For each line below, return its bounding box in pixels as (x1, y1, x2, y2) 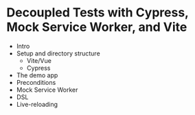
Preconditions (16, 78, 56, 86)
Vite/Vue (26, 56, 52, 64)
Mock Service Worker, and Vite (6, 19, 187, 35)
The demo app (16, 71, 58, 79)
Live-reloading (16, 100, 58, 108)
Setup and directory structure (16, 49, 100, 57)
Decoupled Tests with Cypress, (6, 5, 189, 21)
